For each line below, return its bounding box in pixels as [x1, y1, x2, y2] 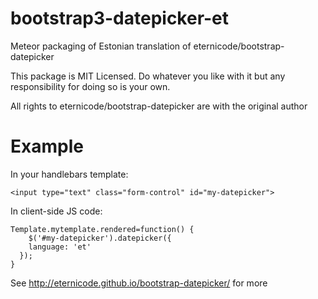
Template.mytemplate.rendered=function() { [10, 224, 195, 234]
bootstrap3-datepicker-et [10, 7, 230, 30]
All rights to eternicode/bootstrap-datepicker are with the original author [10, 100, 308, 112]
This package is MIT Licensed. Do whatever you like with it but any [10, 70, 286, 82]
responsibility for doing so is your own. [10, 80, 171, 92]
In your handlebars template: [10, 168, 129, 180]
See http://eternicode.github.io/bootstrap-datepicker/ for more [10, 277, 268, 289]
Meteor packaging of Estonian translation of [10, 40, 192, 52]
